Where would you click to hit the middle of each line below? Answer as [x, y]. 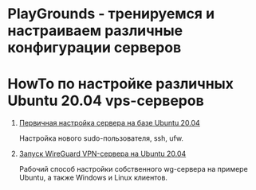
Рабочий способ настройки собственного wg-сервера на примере [133, 169]
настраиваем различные [95, 31]
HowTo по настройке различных [121, 84]
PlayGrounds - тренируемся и [111, 14]
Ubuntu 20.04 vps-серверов [106, 101]
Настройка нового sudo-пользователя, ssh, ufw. [101, 138]
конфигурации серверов [95, 48]
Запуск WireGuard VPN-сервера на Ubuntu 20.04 [102, 154]
